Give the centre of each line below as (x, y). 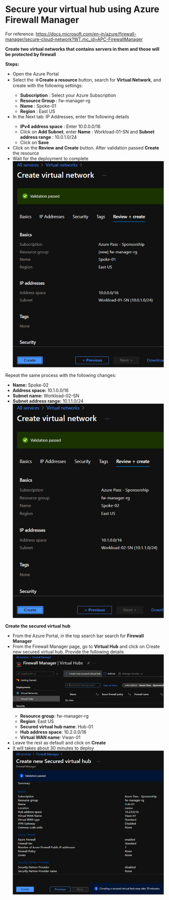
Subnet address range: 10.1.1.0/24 (48, 401)
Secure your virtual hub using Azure (82, 9)
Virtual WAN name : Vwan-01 (50, 737)
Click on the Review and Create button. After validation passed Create (86, 147)
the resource (26, 153)
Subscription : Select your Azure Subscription (68, 95)
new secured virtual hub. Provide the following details (68, 652)
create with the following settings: (48, 85)
